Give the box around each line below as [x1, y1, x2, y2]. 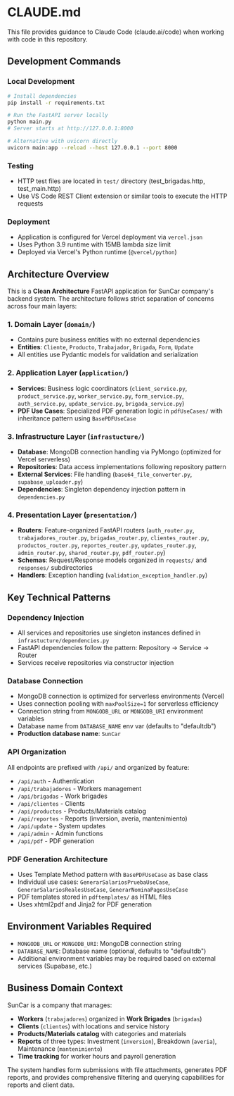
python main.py [7, 118, 52, 125]
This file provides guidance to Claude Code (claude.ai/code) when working [7, 27, 225, 36]
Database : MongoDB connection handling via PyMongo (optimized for [17, 448, 221, 456]
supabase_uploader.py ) [17, 478, 84, 486]
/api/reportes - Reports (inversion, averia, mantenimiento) [17, 814, 188, 823]
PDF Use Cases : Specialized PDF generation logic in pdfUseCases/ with [17, 406, 223, 415]
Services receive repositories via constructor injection [17, 659, 174, 667]
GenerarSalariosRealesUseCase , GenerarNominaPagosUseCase [17, 885, 188, 893]
